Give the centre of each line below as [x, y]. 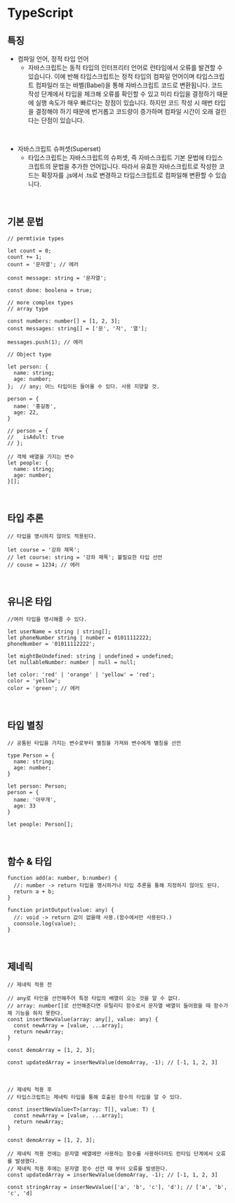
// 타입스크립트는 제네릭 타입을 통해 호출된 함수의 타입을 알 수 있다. [95, 1097]
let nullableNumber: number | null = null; [72, 663]
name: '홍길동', [35, 406]
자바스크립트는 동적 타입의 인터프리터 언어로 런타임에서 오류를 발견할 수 [125, 67]
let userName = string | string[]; [59, 632]
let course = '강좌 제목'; [44, 550]
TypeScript [40, 13]
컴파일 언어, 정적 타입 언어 [53, 59]
